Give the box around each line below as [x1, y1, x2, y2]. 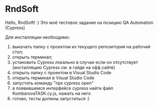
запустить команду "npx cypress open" [12, 80, 94, 86]
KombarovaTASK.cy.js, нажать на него [12, 90, 91, 96]
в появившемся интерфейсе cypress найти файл [12, 85, 113, 91]
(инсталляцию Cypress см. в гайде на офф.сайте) [12, 64, 115, 70]
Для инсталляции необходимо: [5, 34, 70, 40]
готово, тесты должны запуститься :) [12, 95, 90, 101]
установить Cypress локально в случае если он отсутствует [12, 59, 138, 65]
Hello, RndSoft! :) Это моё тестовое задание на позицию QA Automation [5, 20, 154, 25]
